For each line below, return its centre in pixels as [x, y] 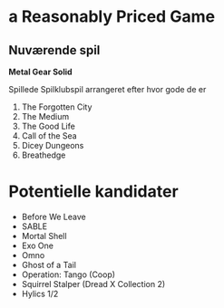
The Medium [45, 116]
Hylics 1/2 [40, 294]
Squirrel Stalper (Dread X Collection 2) [93, 284]
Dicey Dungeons [53, 145]
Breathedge [44, 155]
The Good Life [49, 126]
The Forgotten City [57, 107]
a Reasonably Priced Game [112, 17]
